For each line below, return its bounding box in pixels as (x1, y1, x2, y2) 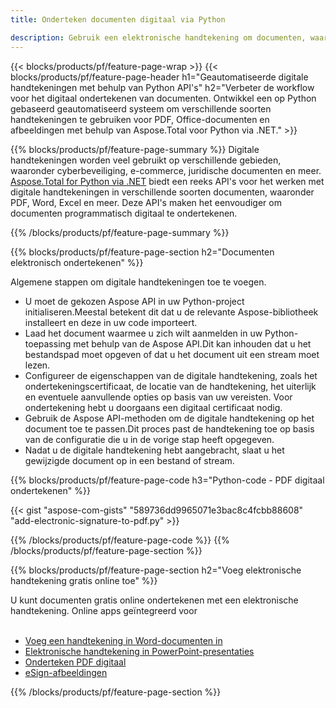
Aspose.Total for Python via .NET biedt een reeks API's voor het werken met (10, 175, 325, 187)
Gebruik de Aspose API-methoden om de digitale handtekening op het (24, 412, 315, 424)
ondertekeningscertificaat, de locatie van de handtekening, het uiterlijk (24, 380, 317, 392)
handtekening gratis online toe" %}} (10, 574, 158, 586)
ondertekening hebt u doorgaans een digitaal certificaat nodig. (24, 401, 283, 413)
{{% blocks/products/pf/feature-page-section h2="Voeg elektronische (10, 564, 302, 576)
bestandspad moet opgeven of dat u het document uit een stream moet (24, 348, 320, 360)
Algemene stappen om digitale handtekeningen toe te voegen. (10, 276, 267, 288)
